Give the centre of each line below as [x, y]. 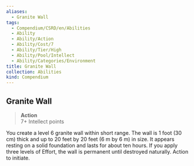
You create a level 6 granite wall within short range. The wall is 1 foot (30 [94, 132]
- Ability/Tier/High [36, 50]
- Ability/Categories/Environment [53, 61]
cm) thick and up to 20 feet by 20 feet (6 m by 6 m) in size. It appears [90, 139]
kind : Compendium [27, 77]
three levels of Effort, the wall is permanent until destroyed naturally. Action [97, 151]
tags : [13, 22]
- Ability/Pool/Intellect [43, 55]
